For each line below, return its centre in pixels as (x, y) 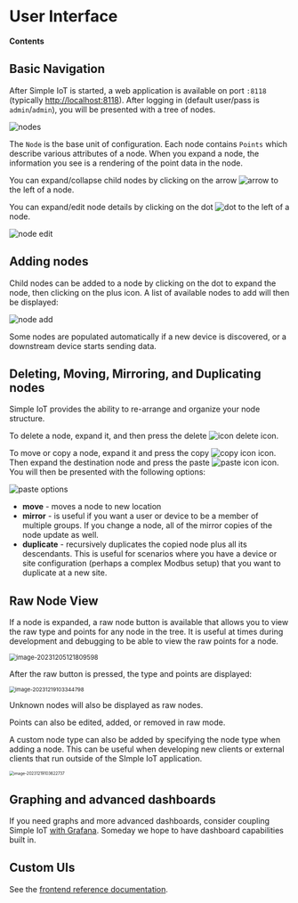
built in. (23, 840)
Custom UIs (42, 868)
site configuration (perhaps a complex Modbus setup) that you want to (152, 564)
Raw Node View (54, 601)
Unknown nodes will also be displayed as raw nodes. (106, 705)
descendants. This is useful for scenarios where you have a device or (149, 554)
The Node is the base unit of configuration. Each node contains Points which (148, 143)
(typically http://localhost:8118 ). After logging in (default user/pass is (134, 100)
